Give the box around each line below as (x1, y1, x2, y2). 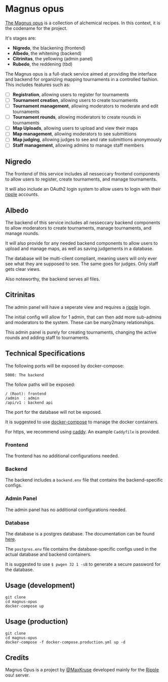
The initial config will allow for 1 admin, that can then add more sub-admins (5, 314, 162, 320)
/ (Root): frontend (5, 391, 47, 396)
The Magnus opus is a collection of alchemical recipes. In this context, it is (5, 20, 160, 26)
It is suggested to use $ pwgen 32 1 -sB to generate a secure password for (5, 561, 161, 567)
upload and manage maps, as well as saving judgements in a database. (5, 245, 154, 252)
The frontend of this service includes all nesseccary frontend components (5, 171, 160, 177)
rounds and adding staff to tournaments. (5, 334, 90, 340)
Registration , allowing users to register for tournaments (12, 91, 129, 97)
